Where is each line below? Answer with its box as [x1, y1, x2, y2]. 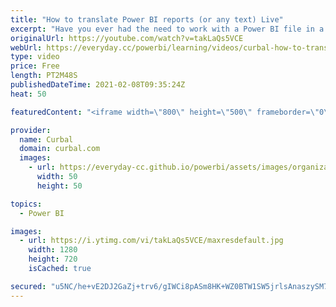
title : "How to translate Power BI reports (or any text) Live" [10, 14, 284, 25]
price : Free [10, 61, 60, 71]
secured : [10, 281, 47, 291]
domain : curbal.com [19, 144, 101, 154]
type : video [10, 52, 60, 62]
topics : [10, 199, 43, 209]
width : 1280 [28, 245, 78, 255]
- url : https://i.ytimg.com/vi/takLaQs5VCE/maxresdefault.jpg [19, 236, 284, 246]
